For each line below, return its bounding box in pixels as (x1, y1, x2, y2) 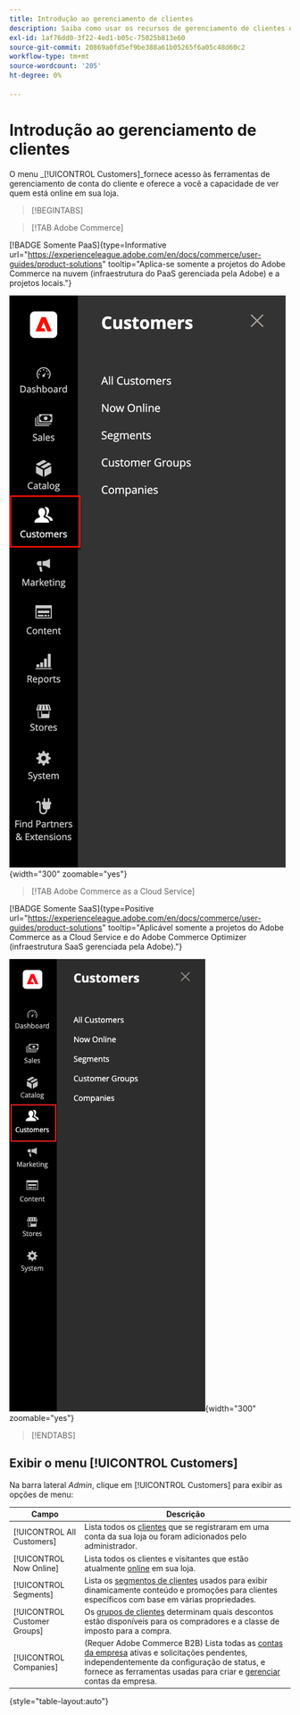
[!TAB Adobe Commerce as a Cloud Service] (30, 886, 196, 896)
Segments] (12, 1589, 54, 1600)
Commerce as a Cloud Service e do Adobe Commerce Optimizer (9, 931, 247, 942)
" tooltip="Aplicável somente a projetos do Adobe (102, 921, 284, 933)
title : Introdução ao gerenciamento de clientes (9, 14, 194, 23)
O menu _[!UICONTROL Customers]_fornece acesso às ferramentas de (9, 168, 271, 179)
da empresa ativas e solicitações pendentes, (84, 1647, 248, 1658)
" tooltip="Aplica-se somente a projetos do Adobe (102, 258, 286, 269)
